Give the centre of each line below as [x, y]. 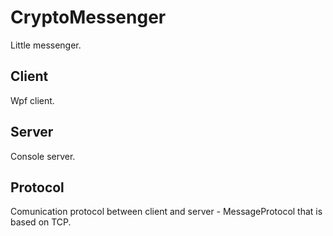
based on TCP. [41, 222]
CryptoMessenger [88, 17]
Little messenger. [46, 45]
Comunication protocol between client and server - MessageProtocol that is [166, 212]
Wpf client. [32, 100]
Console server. [43, 156]
